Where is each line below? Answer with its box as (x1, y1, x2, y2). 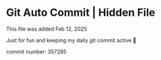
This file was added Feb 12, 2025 (6, 25, 87, 32)
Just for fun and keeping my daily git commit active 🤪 (6, 36, 137, 44)
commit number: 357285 (6, 48, 67, 55)
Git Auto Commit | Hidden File (6, 6, 156, 19)
